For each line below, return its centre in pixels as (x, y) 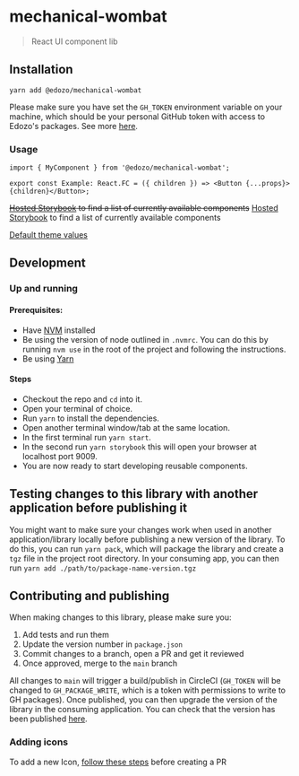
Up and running (44, 289)
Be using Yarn (48, 358)
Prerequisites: (36, 310)
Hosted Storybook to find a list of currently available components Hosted (144, 208)
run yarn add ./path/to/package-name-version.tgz (103, 568)
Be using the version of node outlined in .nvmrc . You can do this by (145, 339)
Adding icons (39, 742)
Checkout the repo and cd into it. (82, 399)
